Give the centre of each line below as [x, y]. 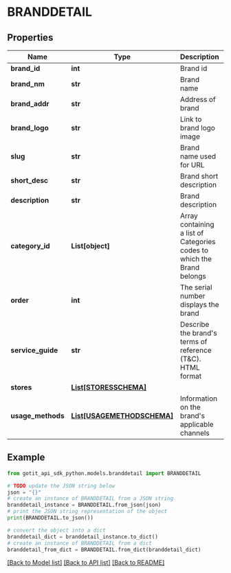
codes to [194, 250]
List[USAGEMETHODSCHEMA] [122, 416]
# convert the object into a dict [57, 530]
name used [198, 156]
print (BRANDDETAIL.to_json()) [51, 518]
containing [197, 224]
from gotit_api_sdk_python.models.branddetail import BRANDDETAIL [104, 473]
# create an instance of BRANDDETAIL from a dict [80, 543]
